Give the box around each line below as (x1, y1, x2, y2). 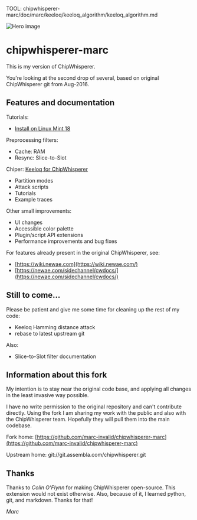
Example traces (14, 196, 53, 203)
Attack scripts (14, 183, 49, 190)
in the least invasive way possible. (6, 392, 89, 399)
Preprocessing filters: (6, 136, 58, 144)
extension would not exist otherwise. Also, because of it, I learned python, (6, 490, 186, 498)
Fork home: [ (6, 434, 37, 441)
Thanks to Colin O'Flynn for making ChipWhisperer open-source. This (6, 484, 176, 491)
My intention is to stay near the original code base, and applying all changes (6, 385, 192, 392)
